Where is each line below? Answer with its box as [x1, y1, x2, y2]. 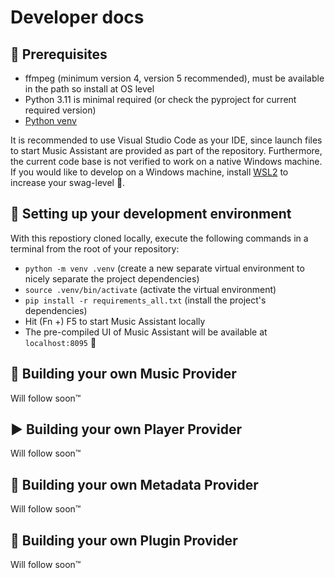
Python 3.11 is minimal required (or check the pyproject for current [24, 94, 297, 105]
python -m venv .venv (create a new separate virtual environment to [24, 262, 305, 274]
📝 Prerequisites [10, 46, 108, 63]
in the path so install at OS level [24, 83, 155, 95]
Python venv [24, 115, 77, 126]
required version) [24, 104, 97, 116]
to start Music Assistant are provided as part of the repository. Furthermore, [10, 145, 323, 156]
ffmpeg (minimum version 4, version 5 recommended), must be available [24, 72, 325, 84]
